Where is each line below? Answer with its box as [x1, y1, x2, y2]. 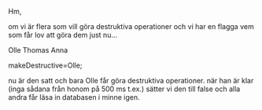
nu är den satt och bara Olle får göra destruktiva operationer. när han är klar [8, 76, 254, 85]
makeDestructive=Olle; [8, 60, 83, 70]
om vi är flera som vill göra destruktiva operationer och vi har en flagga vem [8, 22, 254, 31]
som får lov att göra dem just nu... [8, 31, 118, 39]
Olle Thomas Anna [8, 46, 68, 54]
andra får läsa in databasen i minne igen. [8, 93, 140, 101]
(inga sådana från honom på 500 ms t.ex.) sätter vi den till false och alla [8, 84, 241, 93]
